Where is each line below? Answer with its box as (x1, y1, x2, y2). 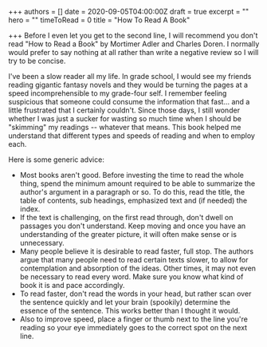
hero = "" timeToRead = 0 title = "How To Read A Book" (8, 15, 190, 25)
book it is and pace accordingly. (19, 281, 125, 290)
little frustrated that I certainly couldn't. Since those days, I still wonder (8, 105, 241, 115)
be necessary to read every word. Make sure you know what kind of (19, 272, 244, 282)
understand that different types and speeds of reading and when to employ (8, 131, 255, 140)
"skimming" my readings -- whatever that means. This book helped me (8, 123, 241, 132)
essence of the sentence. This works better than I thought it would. (19, 306, 241, 315)
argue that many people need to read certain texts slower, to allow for (19, 255, 249, 264)
